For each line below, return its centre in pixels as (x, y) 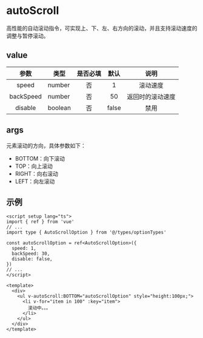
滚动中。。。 (39, 308)
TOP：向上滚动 (34, 166)
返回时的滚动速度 (151, 97)
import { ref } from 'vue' (40, 222)
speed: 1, (24, 249)
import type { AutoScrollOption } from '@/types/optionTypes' (86, 233)
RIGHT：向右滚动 (37, 173)
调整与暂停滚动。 (28, 36)
